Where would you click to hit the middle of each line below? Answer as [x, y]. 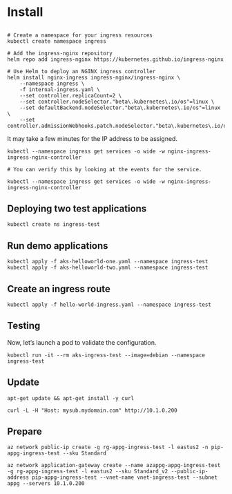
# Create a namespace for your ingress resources [80, 35]
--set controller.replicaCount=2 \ [71, 95]
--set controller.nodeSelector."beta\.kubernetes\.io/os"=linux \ [117, 102]
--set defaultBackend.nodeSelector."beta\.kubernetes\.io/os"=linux [120, 108]
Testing [24, 326]
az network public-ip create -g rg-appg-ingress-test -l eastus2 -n [108, 447]
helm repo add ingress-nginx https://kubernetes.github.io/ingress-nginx [116, 59]
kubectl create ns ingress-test [54, 225]
